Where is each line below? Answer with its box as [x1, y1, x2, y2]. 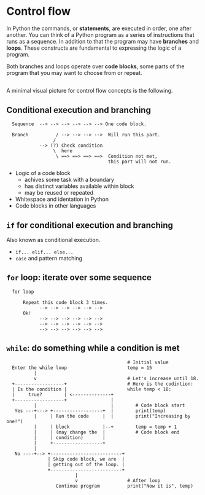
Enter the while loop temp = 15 [12, 364, 152, 371]
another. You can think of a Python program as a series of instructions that [6, 31, 195, 38]
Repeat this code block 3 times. [22, 299, 109, 305]
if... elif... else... [15, 249, 74, 255]
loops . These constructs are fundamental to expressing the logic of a [6, 44, 182, 52]
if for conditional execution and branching [6, 220, 174, 230]
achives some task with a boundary [24, 176, 115, 184]
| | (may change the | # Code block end [33, 429, 180, 435]
